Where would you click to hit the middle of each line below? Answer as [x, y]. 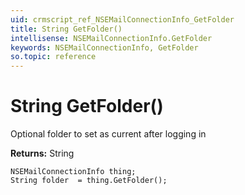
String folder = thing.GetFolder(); [89, 181]
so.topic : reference [53, 57]
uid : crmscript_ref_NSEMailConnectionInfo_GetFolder [122, 19]
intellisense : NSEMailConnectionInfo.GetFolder [111, 38]
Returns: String [42, 153]
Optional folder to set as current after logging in [108, 134]
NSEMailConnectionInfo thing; [73, 172]
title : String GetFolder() [66, 29]
